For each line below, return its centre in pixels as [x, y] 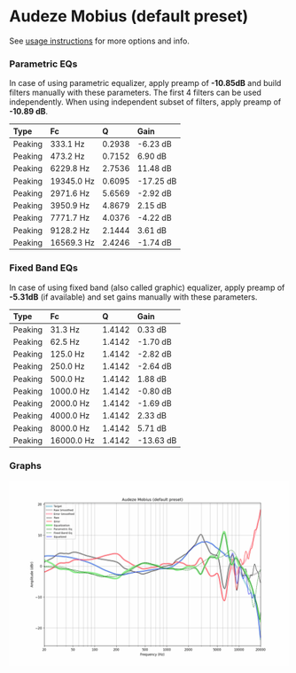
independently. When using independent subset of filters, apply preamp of [145, 102]
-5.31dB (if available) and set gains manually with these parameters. [133, 297]
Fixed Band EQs [43, 268]
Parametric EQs [43, 64]
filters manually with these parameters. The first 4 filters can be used [135, 93]
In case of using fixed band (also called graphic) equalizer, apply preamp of [147, 287]
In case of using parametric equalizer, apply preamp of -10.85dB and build [145, 83]
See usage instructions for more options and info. [100, 41]
